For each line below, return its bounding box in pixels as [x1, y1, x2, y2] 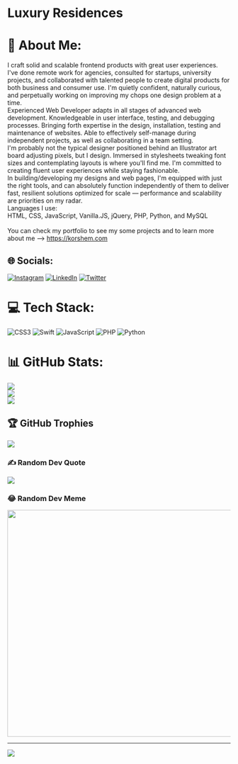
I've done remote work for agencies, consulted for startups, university [7, 69, 212, 77]
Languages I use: [7, 204, 58, 213]
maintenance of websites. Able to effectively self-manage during [7, 129, 196, 137]
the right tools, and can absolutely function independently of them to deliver [7, 181, 229, 190]
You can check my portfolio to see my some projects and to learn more [7, 227, 215, 235]
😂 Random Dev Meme [7, 493, 86, 503]
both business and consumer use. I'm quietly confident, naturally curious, [7, 84, 222, 92]
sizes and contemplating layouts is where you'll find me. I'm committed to [7, 159, 222, 167]
